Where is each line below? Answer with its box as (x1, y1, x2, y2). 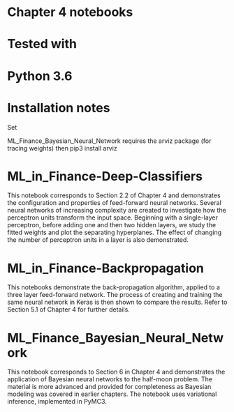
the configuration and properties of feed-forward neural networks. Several (7, 199, 221, 207)
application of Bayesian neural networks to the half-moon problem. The (7, 375, 213, 383)
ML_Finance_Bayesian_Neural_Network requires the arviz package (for (7, 137, 212, 145)
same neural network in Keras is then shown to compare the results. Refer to (7, 298, 228, 307)
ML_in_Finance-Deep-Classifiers (7, 168, 203, 184)
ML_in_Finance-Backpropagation (7, 260, 204, 276)
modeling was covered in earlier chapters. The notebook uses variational (7, 390, 217, 398)
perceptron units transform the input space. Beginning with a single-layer (7, 213, 218, 222)
